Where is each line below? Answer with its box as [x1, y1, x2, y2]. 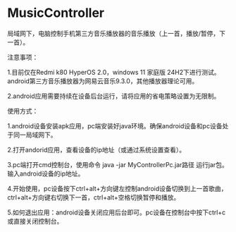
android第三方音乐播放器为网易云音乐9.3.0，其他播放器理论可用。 [7, 76, 199, 85]
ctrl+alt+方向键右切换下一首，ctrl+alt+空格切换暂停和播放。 [7, 193, 180, 202]
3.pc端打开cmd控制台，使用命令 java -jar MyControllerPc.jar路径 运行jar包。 [7, 160, 229, 169]
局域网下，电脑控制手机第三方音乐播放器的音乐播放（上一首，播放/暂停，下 [7, 29, 226, 37]
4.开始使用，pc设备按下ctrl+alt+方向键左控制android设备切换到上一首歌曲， [7, 184, 228, 193]
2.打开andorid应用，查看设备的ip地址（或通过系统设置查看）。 [7, 145, 186, 154]
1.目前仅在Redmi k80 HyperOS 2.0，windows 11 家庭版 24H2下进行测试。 [7, 68, 221, 76]
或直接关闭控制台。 [7, 216, 63, 225]
